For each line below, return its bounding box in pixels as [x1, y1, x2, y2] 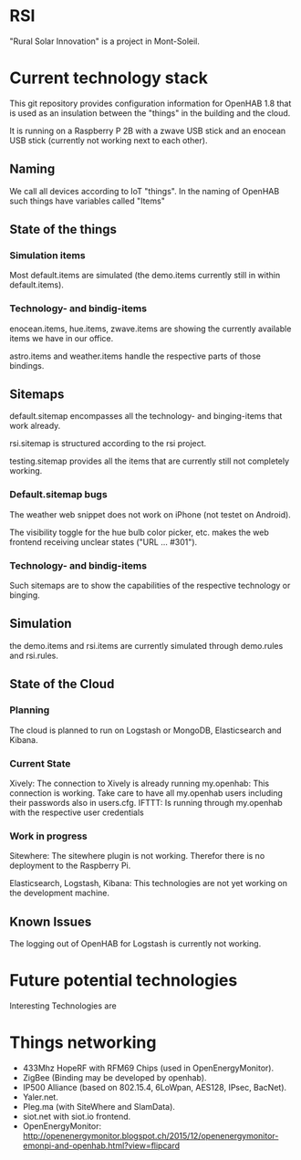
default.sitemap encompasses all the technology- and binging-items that [9, 411, 283, 422]
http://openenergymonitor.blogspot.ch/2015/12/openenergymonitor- [22, 1130, 279, 1141]
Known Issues [9, 914, 92, 929]
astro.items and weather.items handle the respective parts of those [9, 350, 262, 361]
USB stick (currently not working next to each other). [9, 134, 208, 146]
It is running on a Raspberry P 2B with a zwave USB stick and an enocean [9, 125, 286, 136]
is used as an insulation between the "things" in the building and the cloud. [9, 107, 291, 119]
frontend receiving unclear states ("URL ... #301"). [9, 536, 198, 548]
